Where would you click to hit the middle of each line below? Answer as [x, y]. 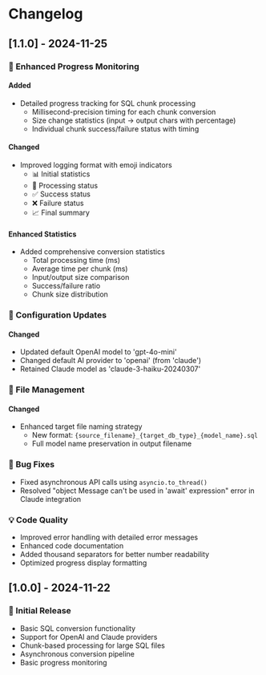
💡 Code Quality [38, 519]
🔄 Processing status [65, 185]
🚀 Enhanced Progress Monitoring [74, 67]
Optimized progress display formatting [83, 563]
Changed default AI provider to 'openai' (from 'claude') [111, 361]
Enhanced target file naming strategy [81, 426]
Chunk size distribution [70, 294]
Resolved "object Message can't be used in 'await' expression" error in [137, 491]
